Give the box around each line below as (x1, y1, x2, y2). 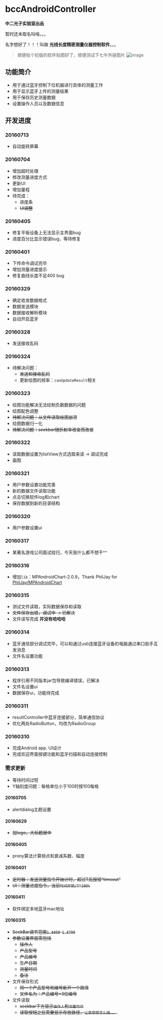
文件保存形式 (12, 978, 38, 984)
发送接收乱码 (12, 340, 38, 346)
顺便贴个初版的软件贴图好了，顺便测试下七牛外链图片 (17, 52, 126, 58)
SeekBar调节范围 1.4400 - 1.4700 (12, 929, 75, 935)
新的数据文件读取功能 (12, 488, 56, 494)
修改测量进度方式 (12, 174, 47, 180)
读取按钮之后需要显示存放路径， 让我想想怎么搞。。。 (19, 1010, 118, 1015)
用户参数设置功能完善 (12, 482, 56, 488)
